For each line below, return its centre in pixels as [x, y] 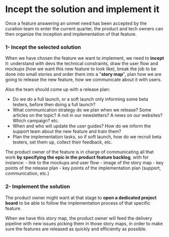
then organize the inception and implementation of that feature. [71, 34]
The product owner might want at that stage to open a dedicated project [81, 198]
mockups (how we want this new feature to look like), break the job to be [81, 69]
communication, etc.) [27, 173]
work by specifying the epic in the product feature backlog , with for [77, 157]
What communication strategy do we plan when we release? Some [82, 110]
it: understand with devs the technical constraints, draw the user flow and [82, 64]
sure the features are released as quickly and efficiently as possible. [76, 229]
